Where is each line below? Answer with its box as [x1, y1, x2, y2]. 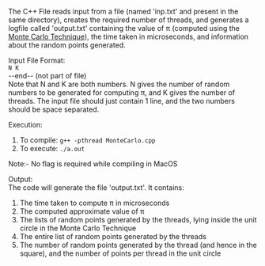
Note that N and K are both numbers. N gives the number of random [8, 79, 230, 89]
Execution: [8, 120, 43, 129]
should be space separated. [8, 104, 100, 114]
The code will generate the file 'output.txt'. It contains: [8, 183, 184, 192]
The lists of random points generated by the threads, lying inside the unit [19, 215, 257, 224]
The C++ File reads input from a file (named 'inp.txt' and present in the [8, 7, 239, 16]
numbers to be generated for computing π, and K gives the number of [8, 88, 236, 97]
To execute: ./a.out [19, 144, 85, 153]
